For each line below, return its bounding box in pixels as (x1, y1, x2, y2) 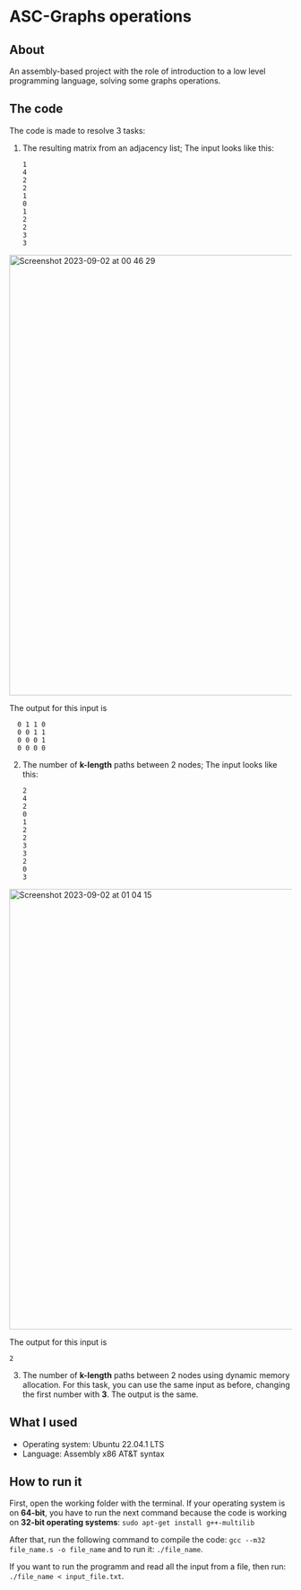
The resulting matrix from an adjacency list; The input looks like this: (21, 142, 275, 154)
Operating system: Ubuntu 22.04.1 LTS (21, 1438, 165, 1449)
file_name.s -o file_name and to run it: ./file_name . (9, 1544, 203, 1555)
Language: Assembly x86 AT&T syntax (21, 1448, 165, 1459)
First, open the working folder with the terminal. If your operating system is (9, 1498, 286, 1509)
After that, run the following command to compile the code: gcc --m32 (9, 1534, 266, 1545)
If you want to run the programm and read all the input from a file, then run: (9, 1561, 287, 1572)
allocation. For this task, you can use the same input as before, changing (21, 1379, 291, 1390)
